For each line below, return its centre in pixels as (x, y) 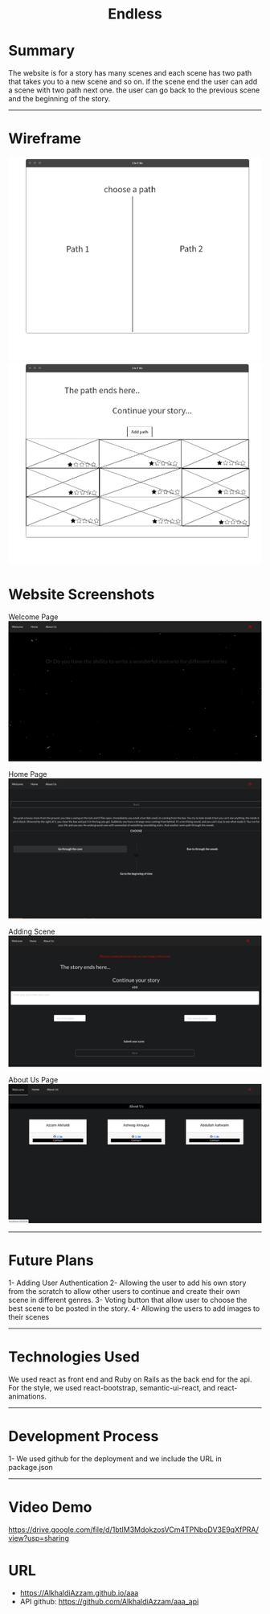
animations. (27, 1396)
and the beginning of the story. (59, 99)
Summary (41, 51)
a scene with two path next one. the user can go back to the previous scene (134, 90)
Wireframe (45, 139)
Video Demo (50, 1507)
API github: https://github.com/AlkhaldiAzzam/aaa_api (109, 1601)
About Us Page (33, 1079)
